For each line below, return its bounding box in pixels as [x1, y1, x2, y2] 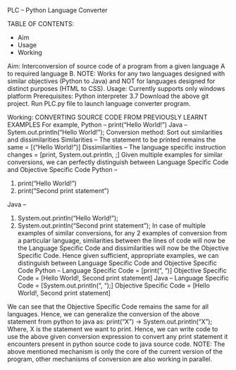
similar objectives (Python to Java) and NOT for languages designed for [7, 77, 216, 85]
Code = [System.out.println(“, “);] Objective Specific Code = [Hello [17, 281, 210, 290]
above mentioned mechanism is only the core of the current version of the [7, 347, 223, 355]
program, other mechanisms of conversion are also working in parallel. [7, 355, 213, 363]
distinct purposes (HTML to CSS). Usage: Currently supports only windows [7, 85, 225, 92]
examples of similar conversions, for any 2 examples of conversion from [17, 229, 228, 237]
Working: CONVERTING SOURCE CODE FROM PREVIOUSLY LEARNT [7, 113, 208, 121]
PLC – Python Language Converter [7, 6, 108, 14]
